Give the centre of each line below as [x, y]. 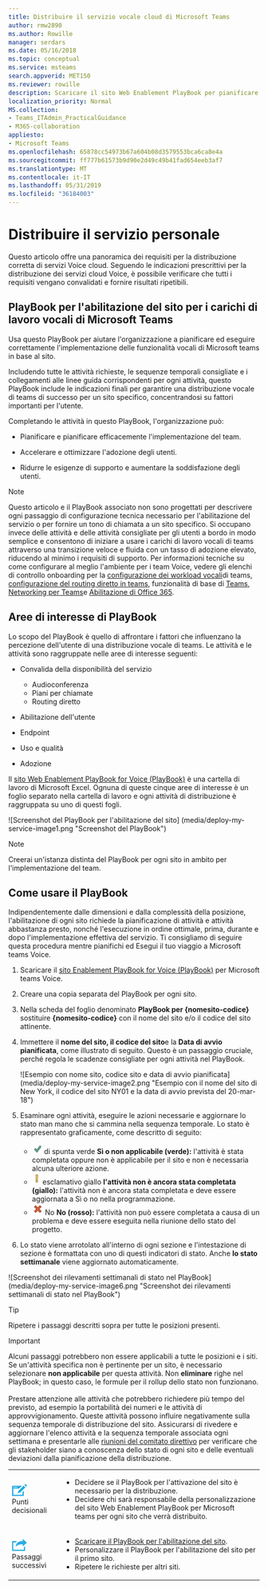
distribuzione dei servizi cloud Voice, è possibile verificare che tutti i [120, 273]
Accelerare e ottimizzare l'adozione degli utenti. [98, 452]
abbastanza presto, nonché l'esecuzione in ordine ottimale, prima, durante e [134, 929]
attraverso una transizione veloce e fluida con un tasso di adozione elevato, [132, 549]
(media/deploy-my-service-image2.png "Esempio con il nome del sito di [138, 1083]
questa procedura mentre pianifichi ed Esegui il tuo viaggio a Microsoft [125, 946]
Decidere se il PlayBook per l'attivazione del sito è [156, 1483]
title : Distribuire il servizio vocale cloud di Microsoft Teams [119, 17]
